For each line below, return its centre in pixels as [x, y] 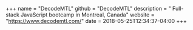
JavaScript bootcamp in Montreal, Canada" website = [87, 15]
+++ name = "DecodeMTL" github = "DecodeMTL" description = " [88, 9]
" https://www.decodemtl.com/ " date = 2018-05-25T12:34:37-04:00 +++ [96, 21]
